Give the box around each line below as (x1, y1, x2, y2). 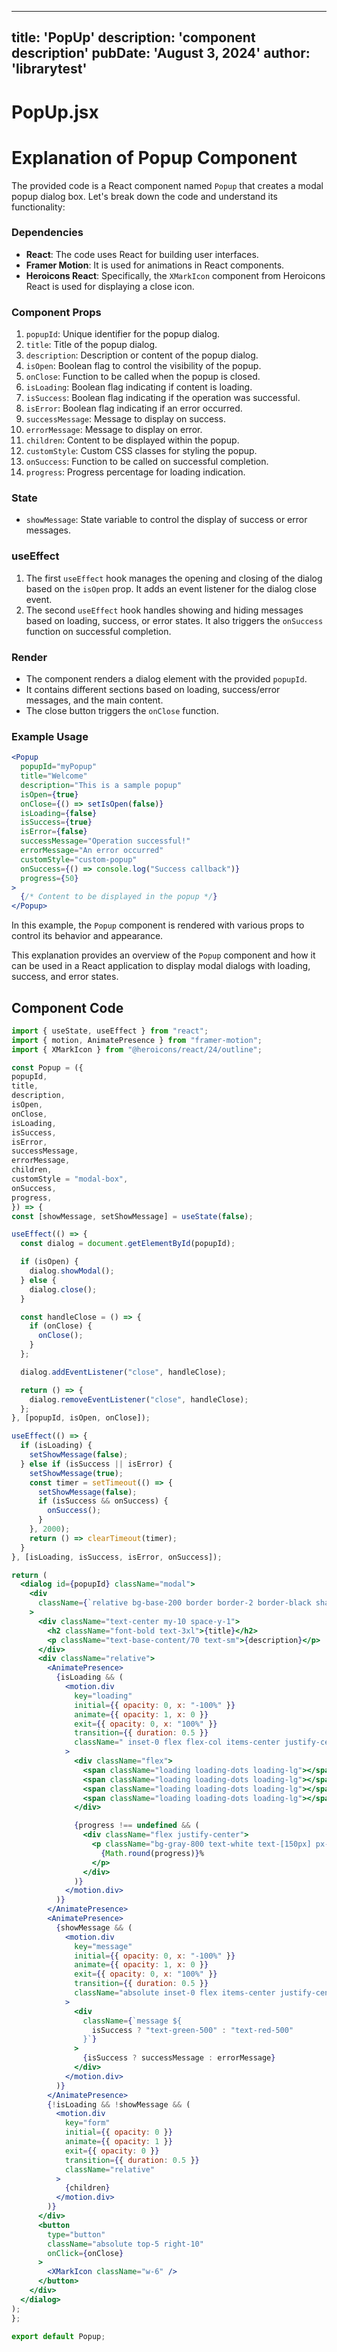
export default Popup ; (11, 2331, 106, 2341)
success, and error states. (11, 971, 119, 983)
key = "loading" (74, 1691, 133, 1701)
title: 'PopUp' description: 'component (11, 29, 256, 46)
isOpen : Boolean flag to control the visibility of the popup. (25, 360, 262, 372)
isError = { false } (20, 827, 88, 837)
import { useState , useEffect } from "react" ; (11, 1026, 209, 1036)
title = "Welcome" (20, 771, 88, 781)
